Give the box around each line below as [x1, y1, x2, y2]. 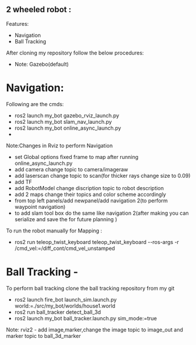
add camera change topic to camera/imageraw [14, 165, 129, 172]
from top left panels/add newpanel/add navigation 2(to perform [14, 197, 168, 204]
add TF [14, 178, 32, 185]
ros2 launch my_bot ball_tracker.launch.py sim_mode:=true [14, 314, 157, 322]
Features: [6, 20, 29, 27]
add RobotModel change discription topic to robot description [14, 184, 164, 191]
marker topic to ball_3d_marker [6, 332, 81, 339]
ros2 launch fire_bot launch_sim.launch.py [14, 296, 117, 303]
